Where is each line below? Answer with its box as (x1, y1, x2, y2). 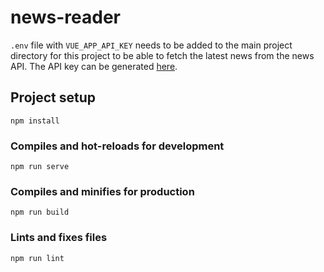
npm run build (10, 207, 70, 218)
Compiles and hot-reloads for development (10, 139, 225, 153)
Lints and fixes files (10, 231, 108, 245)
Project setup (10, 89, 97, 106)
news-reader (10, 6, 121, 29)
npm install (10, 116, 60, 126)
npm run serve (10, 162, 70, 172)
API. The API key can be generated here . (10, 60, 178, 72)
